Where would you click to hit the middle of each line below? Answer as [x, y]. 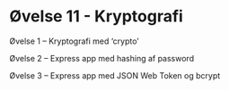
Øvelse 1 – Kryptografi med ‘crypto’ [74, 41]
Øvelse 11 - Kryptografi [97, 16]
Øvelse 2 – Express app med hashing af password [102, 58]
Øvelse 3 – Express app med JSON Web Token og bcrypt [115, 75]
